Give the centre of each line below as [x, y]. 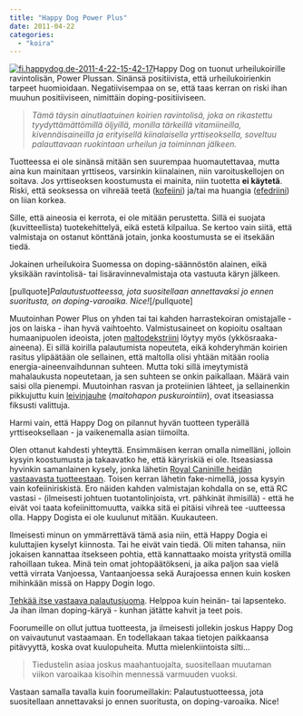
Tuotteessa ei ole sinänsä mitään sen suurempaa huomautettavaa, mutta [145, 162]
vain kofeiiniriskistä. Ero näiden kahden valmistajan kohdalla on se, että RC [149, 489]
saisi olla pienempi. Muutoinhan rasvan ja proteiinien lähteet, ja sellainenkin [150, 386]
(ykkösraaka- [253, 338]
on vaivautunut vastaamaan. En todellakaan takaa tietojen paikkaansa [139, 638]
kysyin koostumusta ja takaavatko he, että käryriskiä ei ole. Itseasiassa [142, 460]
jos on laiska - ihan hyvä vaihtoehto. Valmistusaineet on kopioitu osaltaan [146, 328]
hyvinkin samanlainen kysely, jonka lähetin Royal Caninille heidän [131, 469]
